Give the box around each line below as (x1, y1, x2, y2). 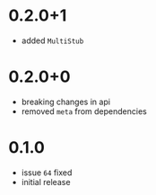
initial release (21, 176, 71, 187)
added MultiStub (21, 35, 84, 46)
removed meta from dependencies (21, 105, 147, 117)
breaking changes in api (21, 96, 111, 107)
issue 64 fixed (21, 167, 73, 178)
